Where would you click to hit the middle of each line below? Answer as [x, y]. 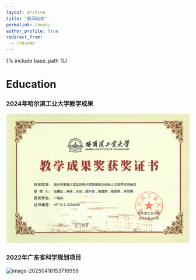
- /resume [23, 43]
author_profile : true [32, 31]
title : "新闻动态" [27, 18]
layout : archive [26, 12]
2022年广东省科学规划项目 [44, 258]
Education [31, 84]
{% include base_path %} [37, 61]
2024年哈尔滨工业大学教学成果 [50, 104]
